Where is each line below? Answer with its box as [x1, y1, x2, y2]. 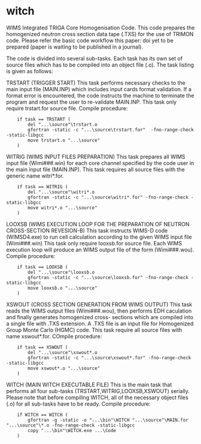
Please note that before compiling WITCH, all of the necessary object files [6, 394, 188, 401]
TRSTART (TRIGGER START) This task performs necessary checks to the [6, 79, 185, 86]
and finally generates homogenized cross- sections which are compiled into [6, 313, 193, 320]
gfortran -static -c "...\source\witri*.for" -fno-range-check [28, 194, 188, 200]
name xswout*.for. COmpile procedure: [6, 332, 102, 340]
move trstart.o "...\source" [28, 137, 100, 143]
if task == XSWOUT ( [17, 344, 68, 350]
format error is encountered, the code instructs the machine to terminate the [6, 92, 194, 99]
